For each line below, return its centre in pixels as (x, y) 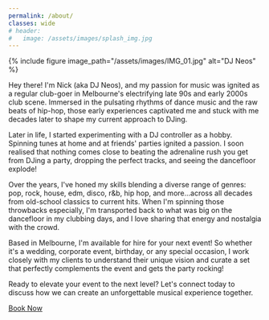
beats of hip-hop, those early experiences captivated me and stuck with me (134, 111)
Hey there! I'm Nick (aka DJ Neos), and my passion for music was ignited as (134, 85)
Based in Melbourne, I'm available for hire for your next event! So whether (130, 243)
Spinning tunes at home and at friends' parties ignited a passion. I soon (126, 144)
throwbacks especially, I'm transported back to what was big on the (120, 211)
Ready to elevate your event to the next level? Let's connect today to (122, 284)
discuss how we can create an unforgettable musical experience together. (131, 293)
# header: (25, 31)
